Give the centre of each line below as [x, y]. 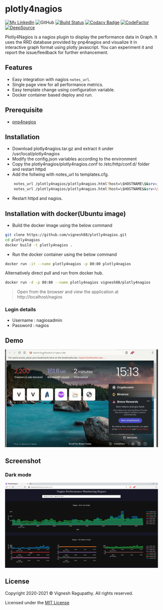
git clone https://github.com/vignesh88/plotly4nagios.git [66, 235]
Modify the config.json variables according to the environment [74, 159]
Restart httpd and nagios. [37, 198]
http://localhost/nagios [40, 297]
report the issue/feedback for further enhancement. [57, 52]
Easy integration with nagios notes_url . [51, 79]
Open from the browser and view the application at [68, 292]
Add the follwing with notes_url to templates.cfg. [60, 174]
